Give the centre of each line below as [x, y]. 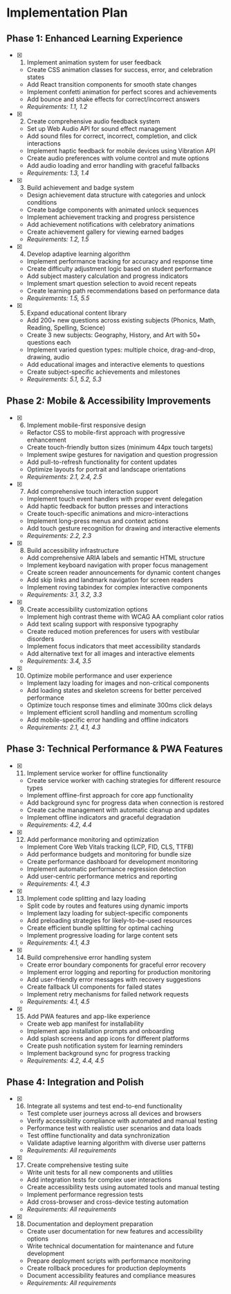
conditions [42, 202]
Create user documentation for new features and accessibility [115, 1232]
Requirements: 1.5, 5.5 [58, 298]
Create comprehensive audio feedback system [93, 121]
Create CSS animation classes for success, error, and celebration [120, 70]
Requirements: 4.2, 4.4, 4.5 [65, 1060]
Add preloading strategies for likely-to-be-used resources [109, 920]
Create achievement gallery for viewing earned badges [105, 232]
